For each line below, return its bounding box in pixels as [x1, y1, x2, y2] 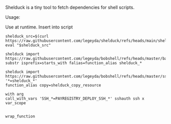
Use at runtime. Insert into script [5, 24, 73, 30]
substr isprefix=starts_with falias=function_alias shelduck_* [5, 60, 142, 66]
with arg [5, 91, 24, 97]
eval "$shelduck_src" [5, 43, 51, 48]
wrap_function [5, 114, 36, 119]
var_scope [5, 101, 26, 106]
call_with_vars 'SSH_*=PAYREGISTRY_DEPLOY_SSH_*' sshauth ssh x [5, 96, 145, 101]
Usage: [5, 14, 20, 20]
